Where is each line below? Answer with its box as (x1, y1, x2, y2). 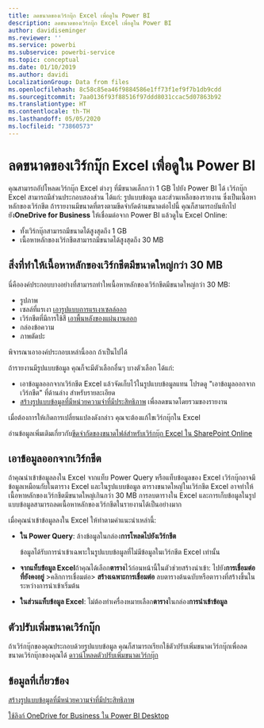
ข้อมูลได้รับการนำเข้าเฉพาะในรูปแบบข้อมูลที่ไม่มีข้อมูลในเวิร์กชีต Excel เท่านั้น (19, 547, 220, 557)
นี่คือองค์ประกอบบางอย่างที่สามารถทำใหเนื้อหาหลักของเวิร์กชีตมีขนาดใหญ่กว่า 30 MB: (8, 279, 231, 289)
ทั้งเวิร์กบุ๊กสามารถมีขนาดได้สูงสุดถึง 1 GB (19, 225, 127, 235)
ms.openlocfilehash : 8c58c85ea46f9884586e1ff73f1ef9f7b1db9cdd (8, 85, 222, 94)
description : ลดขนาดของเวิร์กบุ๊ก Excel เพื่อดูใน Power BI (8, 19, 172, 27)
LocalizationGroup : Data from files (8, 78, 129, 86)
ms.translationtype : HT (8, 100, 87, 108)
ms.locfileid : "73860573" (8, 122, 94, 130)
